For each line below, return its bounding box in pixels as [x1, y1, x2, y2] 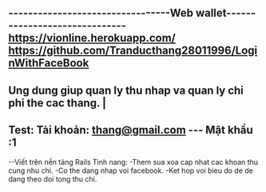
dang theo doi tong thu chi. [8, 174, 97, 183]
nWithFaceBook [8, 56, 89, 70]
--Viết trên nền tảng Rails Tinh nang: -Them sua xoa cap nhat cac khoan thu [8, 157, 258, 166]
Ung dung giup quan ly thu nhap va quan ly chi [8, 83, 244, 97]
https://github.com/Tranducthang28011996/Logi [8, 44, 258, 58]
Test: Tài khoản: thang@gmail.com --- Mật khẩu [8, 123, 253, 137]
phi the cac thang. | [8, 96, 106, 110]
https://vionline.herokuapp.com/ [8, 31, 176, 45]
